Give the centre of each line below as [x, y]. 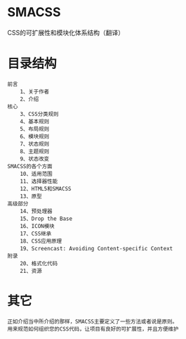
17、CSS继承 [36, 234]
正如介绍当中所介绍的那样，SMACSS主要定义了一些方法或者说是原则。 [92, 321]
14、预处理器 [36, 211]
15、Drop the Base [46, 219]
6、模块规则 [35, 136]
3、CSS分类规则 [39, 114]
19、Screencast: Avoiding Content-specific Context [97, 248]
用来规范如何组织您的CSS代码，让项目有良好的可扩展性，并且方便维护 [93, 329]
